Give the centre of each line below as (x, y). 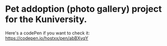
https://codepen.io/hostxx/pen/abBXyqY (47, 38)
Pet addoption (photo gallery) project (83, 9)
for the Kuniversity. (46, 19)
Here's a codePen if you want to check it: (47, 33)
